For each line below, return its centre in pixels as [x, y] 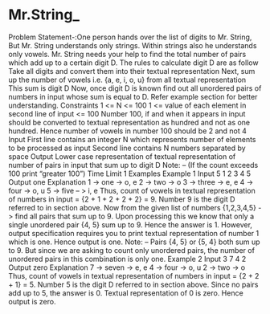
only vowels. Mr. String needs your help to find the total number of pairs [127, 54]
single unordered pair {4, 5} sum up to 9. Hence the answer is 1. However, [131, 224]
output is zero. [32, 301]
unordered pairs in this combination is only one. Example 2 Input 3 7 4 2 [127, 259]
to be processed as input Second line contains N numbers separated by [127, 148]
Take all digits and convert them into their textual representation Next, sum [132, 71]
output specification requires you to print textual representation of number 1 [134, 233]
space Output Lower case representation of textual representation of [122, 156]
